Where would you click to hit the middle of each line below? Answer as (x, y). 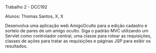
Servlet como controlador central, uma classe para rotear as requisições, (78, 36)
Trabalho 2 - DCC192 (26, 7)
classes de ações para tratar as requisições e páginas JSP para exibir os (78, 41)
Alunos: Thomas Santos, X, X (34, 16)
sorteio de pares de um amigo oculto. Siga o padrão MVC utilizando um (77, 31)
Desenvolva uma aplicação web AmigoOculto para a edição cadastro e (76, 26)
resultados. (16, 46)
